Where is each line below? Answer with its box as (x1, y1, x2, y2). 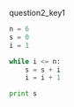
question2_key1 (9, 8, 66, 18)
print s (9, 89, 38, 98)
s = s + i (25, 65, 62, 74)
